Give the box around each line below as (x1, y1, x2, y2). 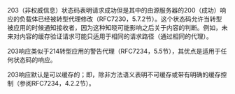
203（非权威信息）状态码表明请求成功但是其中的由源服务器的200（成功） (7, 6, 220, 14)
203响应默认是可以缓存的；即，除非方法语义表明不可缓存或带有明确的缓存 (7, 70, 222, 79)
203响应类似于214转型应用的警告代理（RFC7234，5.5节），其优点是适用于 (7, 47, 222, 55)
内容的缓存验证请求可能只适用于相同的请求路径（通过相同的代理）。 (19, 32, 213, 40)
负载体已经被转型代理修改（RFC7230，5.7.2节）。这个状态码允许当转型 (19, 15, 222, 23)
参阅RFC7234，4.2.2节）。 (19, 79, 96, 87)
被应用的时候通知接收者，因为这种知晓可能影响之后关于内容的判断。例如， (7, 24, 222, 31)
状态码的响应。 (13, 56, 57, 64)
